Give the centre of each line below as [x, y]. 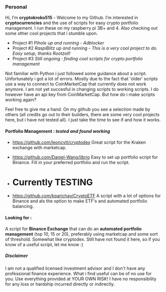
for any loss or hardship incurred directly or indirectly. [60, 284]
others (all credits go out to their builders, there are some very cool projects [82, 115]
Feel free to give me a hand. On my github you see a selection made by [78, 109]
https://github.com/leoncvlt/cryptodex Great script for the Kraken [79, 142]
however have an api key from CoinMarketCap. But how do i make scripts [80, 94]
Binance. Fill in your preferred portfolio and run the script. [71, 162]
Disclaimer [17, 256]
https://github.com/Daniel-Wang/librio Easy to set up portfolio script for [85, 157]
